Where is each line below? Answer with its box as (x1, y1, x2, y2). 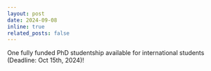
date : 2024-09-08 (7, 17, 58, 24)
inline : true (7, 23, 45, 30)
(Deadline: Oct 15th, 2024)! (7, 56, 85, 65)
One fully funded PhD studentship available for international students (7, 49, 205, 57)
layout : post (7, 10, 45, 17)
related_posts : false (7, 29, 70, 37)
